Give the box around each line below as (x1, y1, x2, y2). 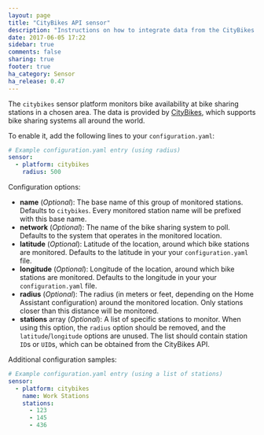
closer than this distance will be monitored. (19, 306, 159, 315)
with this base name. (19, 214, 87, 223)
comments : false (8, 48, 61, 56)
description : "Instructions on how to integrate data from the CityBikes (8, 26, 255, 34)
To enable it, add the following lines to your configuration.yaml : (8, 131, 214, 140)
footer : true (8, 63, 51, 71)
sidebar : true (8, 41, 55, 49)
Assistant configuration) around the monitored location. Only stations (19, 298, 244, 307)
